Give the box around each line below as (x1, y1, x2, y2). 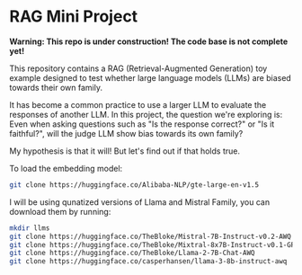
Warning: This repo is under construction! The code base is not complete (9, 36, 289, 47)
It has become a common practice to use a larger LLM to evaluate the (9, 99, 267, 110)
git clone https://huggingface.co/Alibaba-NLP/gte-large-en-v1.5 (9, 180, 259, 190)
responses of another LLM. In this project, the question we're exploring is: (9, 109, 283, 120)
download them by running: (9, 206, 111, 217)
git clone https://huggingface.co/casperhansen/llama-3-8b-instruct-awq (9, 257, 288, 266)
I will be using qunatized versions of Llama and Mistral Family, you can (9, 196, 271, 208)
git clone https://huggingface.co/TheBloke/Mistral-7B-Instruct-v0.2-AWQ (9, 232, 292, 241)
